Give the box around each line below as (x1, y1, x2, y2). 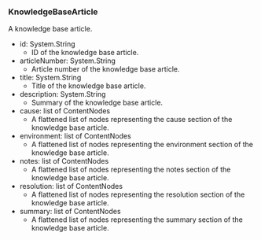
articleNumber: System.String (19, 56, 116, 65)
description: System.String (19, 90, 106, 99)
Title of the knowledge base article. (31, 81, 146, 90)
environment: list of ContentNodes (19, 131, 131, 141)
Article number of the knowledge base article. (31, 65, 180, 74)
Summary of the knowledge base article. (31, 98, 164, 108)
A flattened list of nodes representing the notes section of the (31, 164, 231, 175)
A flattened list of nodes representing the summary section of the (31, 215, 244, 224)
